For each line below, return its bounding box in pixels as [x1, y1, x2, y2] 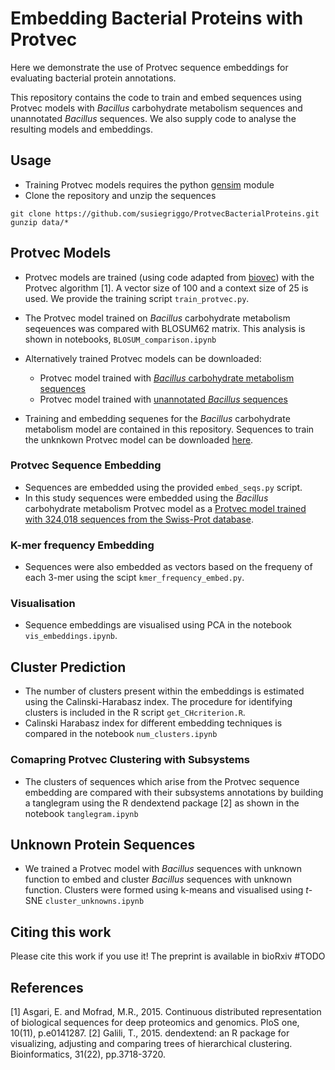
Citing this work [10, 923, 112, 941]
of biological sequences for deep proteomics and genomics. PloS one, [10, 1017, 300, 1028]
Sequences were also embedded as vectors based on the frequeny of [24, 561, 313, 573]
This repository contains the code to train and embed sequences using [10, 91, 302, 103]
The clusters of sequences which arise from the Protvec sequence [24, 775, 300, 787]
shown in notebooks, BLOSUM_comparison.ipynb [24, 333, 217, 345]
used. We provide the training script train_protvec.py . [24, 292, 250, 304]
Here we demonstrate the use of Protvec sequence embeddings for [10, 61, 289, 73]
